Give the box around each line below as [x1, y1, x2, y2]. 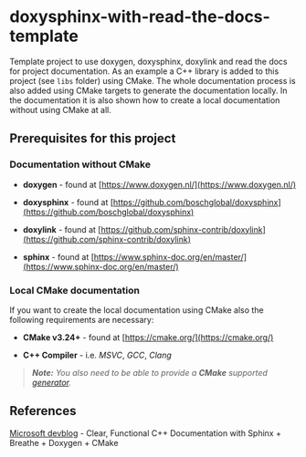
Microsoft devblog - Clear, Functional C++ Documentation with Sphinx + [9, 427, 281, 439]
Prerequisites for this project [9, 130, 176, 147]
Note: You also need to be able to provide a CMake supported [31, 367, 268, 378]
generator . [31, 377, 71, 388]
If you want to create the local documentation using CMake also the [9, 304, 264, 316]
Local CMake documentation [9, 284, 140, 296]
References [9, 403, 77, 419]
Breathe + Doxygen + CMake [9, 437, 119, 448]
